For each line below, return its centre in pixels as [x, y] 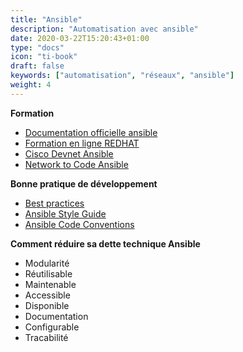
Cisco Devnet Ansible [69, 153]
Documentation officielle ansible [91, 132]
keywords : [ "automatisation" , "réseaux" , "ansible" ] [122, 76]
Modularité [47, 263]
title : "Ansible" [46, 19]
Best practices [54, 203]
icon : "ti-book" [44, 57]
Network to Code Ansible [76, 164]
